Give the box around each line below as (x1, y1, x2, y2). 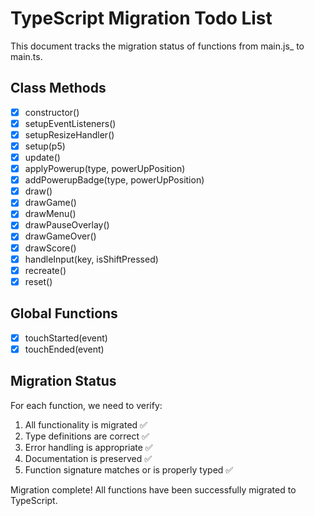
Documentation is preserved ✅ (24, 452, 152, 464)
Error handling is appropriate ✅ (24, 441, 153, 453)
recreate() (24, 264, 67, 276)
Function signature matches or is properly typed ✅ (24, 463, 234, 476)
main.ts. (10, 50, 43, 62)
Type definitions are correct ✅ (24, 430, 150, 442)
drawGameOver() (24, 230, 97, 242)
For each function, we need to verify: (10, 399, 163, 411)
